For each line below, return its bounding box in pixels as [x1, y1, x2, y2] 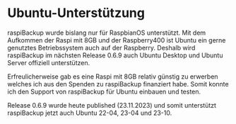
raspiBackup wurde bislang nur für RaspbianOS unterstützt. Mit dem [7, 28, 206, 37]
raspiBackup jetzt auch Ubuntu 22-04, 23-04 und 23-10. [7, 108, 172, 117]
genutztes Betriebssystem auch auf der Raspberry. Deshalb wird [7, 43, 196, 52]
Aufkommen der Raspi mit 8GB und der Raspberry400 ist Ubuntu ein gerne [7, 35, 226, 44]
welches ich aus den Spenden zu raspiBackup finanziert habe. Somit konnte [7, 79, 229, 88]
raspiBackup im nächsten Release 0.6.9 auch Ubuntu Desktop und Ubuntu [7, 51, 223, 60]
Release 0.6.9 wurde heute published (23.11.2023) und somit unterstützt [7, 101, 217, 109]
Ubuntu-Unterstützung [7, 5, 145, 21]
